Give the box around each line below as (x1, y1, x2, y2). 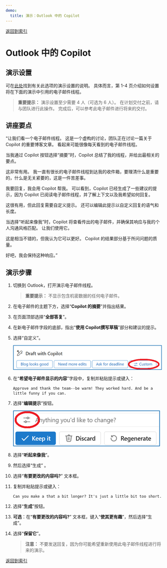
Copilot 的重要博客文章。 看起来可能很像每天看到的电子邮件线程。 (5, 142, 140, 148)
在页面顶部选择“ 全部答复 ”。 (12, 314, 69, 320)
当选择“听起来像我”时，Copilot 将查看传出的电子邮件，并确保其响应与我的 (5, 219, 156, 225)
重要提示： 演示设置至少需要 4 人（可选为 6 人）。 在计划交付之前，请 (17, 99, 159, 105)
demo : (5, 8, 17, 13)
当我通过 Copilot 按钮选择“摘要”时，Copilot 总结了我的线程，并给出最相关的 (5, 152, 160, 158)
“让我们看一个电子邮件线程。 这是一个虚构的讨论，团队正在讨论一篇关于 (5, 135, 153, 141)
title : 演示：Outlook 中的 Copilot (10, 13, 80, 18)
